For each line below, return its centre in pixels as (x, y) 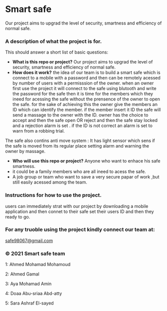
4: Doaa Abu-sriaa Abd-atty (34, 293)
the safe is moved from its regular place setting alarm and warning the (77, 146)
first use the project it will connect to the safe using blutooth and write (84, 88)
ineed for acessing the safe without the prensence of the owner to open (86, 99)
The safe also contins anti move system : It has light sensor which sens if (80, 140)
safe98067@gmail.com (29, 240)
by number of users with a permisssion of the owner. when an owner (83, 83)
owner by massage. (25, 151)
